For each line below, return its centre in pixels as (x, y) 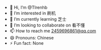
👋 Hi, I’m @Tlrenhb (29, 7)
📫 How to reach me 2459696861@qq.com (53, 31)
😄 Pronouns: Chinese (32, 38)
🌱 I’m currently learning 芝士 (38, 19)
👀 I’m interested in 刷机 (33, 13)
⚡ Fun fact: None (27, 43)
